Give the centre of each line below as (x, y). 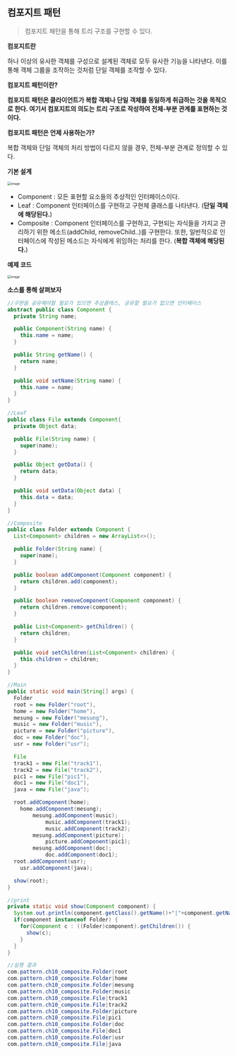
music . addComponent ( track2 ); (88, 828)
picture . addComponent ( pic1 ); (88, 842)
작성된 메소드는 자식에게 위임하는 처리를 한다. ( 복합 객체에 (127, 240)
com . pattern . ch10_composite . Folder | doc (66, 1025)
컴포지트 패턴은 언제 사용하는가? (51, 132)
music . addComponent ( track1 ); (88, 822)
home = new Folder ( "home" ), (55, 711)
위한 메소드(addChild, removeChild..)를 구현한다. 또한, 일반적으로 (127, 232)
